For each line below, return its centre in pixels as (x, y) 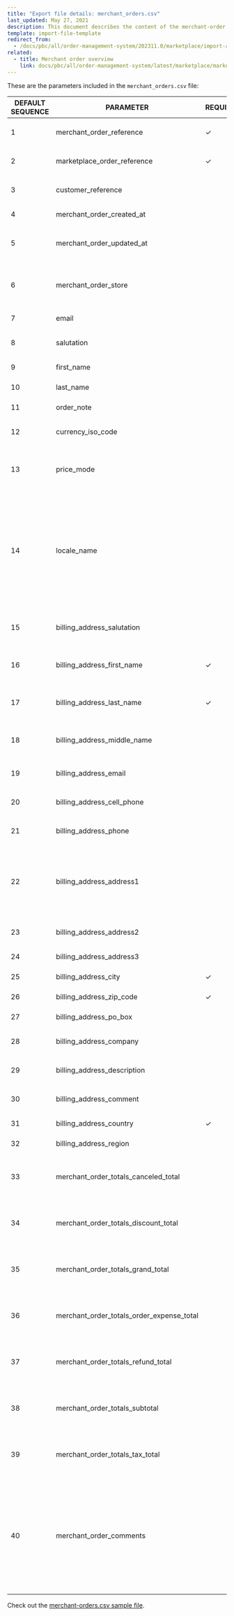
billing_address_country (94, 1123)
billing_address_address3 (97, 956)
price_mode (75, 469)
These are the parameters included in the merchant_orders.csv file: (103, 85)
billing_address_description (100, 1070)
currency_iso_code (86, 432)
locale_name (76, 551)
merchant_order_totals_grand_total (112, 1269)
